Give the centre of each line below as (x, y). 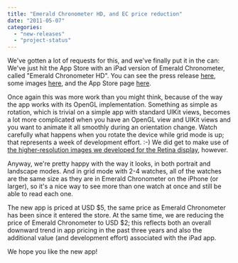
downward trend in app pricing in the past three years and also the (105, 230)
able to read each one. (40, 194)
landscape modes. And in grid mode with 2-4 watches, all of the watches (114, 171)
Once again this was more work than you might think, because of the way (115, 97)
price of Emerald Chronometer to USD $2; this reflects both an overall (109, 223)
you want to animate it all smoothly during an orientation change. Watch (113, 127)
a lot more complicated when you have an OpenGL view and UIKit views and (119, 120)
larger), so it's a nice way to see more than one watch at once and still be (114, 186)
